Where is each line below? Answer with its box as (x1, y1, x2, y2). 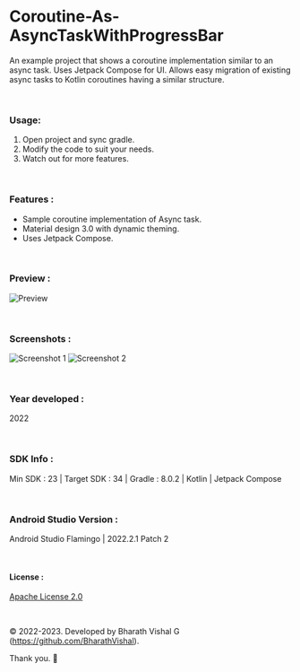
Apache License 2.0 (9, 591, 83, 602)
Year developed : (9, 393, 85, 406)
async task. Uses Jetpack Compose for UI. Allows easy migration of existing (9, 65, 291, 75)
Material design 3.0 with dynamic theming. (21, 223, 180, 234)
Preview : (9, 272, 51, 284)
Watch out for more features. (21, 153, 130, 164)
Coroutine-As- (9, 6, 120, 27)
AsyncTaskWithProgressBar (9, 25, 224, 46)
